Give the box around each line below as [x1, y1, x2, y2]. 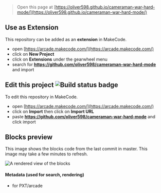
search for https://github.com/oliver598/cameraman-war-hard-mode [12, 61, 156, 67]
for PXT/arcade [12, 183, 43, 189]
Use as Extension [5, 23, 59, 32]
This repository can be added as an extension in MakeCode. [5, 36, 127, 42]
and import [12, 66, 35, 72]
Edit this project [5, 81, 54, 89]
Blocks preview [5, 133, 53, 141]
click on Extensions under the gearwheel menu [12, 56, 108, 62]
